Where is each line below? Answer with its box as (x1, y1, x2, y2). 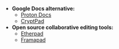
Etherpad (20, 30, 43, 37)
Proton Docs (20, 11, 52, 18)
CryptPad (20, 18, 45, 24)
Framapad (20, 37, 46, 43)
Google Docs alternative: (11, 5, 76, 12)
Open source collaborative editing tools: (11, 24, 114, 31)
